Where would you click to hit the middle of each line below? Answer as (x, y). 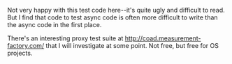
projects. (20, 53)
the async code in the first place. (55, 25)
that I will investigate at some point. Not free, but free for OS (132, 46)
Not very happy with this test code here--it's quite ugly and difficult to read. (116, 10)
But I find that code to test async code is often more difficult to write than (113, 17)
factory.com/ (26, 46)
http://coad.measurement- (163, 38)
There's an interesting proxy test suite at (65, 38)
